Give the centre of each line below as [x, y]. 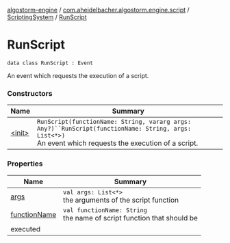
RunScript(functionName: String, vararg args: [114, 122]
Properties [25, 164]
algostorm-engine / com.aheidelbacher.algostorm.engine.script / [98, 10]
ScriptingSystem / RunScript [47, 17]
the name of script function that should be [130, 218]
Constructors [30, 93]
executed [26, 229]
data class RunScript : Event [50, 63]
